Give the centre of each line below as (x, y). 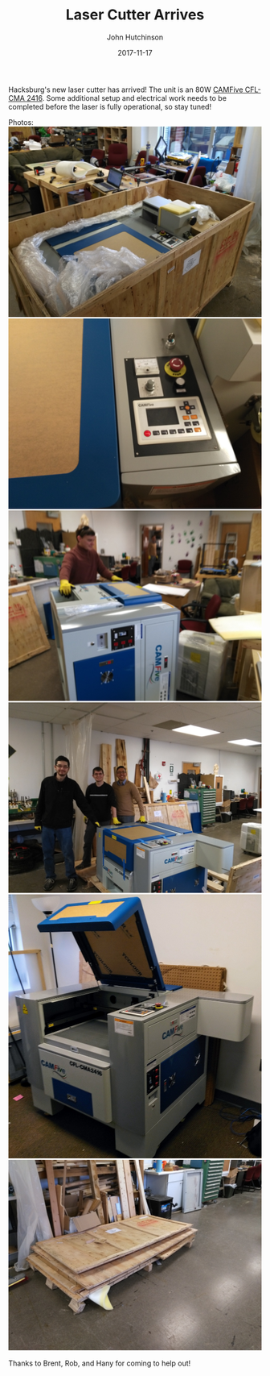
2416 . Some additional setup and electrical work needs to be (127, 98)
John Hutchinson (135, 37)
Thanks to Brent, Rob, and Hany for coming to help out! (100, 1363)
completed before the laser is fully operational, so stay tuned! (110, 106)
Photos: (21, 122)
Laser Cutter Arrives (135, 15)
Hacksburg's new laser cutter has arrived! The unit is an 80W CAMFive (126, 89)
